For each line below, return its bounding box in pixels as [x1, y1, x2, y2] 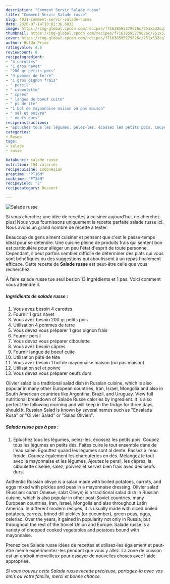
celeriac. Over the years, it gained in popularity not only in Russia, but [6, 516, 150, 522]
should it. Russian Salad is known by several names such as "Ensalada [6, 407, 152, 413]
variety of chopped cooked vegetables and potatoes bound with [6, 526, 139, 533]
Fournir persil [13, 332, 41, 338]
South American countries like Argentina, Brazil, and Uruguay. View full [6, 391, 153, 397]
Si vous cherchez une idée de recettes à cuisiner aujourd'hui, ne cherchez [6, 214, 160, 220]
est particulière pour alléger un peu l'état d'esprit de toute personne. [6, 245, 148, 251]
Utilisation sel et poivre [13, 365, 61, 371]
